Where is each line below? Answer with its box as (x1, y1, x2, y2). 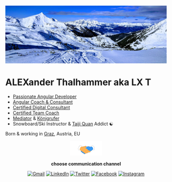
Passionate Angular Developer (12, 93, 77, 99)
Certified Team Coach (12, 110, 60, 116)
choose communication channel (51, 160, 121, 167)
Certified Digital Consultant (12, 104, 70, 110)
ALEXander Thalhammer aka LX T (5, 76, 152, 88)
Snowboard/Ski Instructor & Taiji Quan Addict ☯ (12, 120, 114, 127)
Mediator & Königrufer (12, 115, 60, 121)
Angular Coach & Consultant (12, 98, 73, 105)
